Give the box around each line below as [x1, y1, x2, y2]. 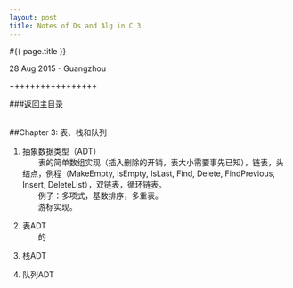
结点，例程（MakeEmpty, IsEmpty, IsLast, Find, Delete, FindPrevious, [21, 168, 276, 179]
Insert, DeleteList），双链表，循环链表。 [21, 179, 167, 189]
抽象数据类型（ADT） [21, 146, 102, 156]
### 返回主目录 [9, 99, 64, 109]
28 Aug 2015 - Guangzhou [9, 63, 107, 74]
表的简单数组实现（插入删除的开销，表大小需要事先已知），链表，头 [37, 156, 284, 167]
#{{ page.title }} [9, 45, 67, 56]
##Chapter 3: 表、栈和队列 [9, 126, 108, 138]
